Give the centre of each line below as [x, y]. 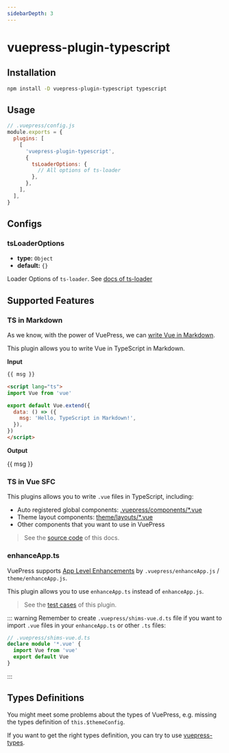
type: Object [35, 258]
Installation [32, 73]
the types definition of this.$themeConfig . [66, 721]
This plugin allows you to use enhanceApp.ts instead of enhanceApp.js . [106, 591]
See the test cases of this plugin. [70, 605]
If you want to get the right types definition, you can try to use [95, 735]
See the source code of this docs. [72, 538]
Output [17, 450]
